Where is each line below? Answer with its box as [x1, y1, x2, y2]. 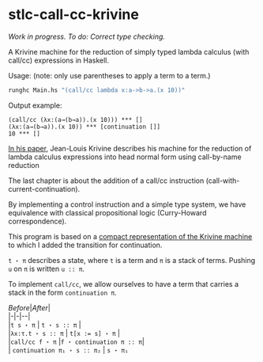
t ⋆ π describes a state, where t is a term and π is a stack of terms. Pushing [8, 255, 256, 265]
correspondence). [8, 216, 67, 226]
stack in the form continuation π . [8, 288, 117, 297]
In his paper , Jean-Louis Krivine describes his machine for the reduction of [8, 143, 252, 153]
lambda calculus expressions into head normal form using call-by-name [8, 152, 242, 162]
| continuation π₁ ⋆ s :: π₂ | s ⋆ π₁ [8, 345, 129, 354]
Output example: [8, 101, 62, 110]
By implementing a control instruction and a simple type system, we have [8, 200, 246, 209]
